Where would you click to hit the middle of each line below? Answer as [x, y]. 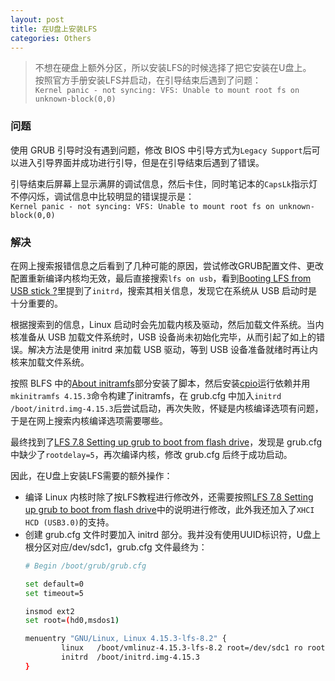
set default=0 [54, 584]
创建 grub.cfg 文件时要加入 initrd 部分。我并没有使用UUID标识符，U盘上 [173, 534]
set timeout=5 [54, 593]
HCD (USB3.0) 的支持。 [69, 522]
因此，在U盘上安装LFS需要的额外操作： [91, 475]
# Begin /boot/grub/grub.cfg [85, 566]
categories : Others [51, 38]
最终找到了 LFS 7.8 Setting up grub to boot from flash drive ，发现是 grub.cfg [166, 442]
